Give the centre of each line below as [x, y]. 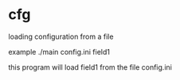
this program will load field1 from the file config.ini [90, 67]
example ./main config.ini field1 [59, 51]
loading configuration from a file [61, 36]
